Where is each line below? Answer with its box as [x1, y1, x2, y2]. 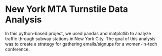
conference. [5, 46, 30, 52]
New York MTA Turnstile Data [5, 3, 128, 15]
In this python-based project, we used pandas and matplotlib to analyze [5, 30, 152, 36]
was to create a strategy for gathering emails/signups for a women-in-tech [5, 41, 157, 47]
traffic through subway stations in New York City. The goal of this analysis [5, 36, 156, 42]
